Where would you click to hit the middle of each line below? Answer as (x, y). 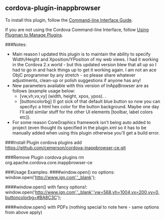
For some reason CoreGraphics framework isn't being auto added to (82, 122)
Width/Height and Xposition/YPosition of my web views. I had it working (85, 59)
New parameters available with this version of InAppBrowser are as (80, 86)
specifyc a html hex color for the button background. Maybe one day (89, 106)
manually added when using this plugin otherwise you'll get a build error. (86, 132)
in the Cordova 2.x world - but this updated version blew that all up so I (84, 64)
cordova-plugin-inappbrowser (53, 8)
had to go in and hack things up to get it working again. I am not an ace (84, 70)
